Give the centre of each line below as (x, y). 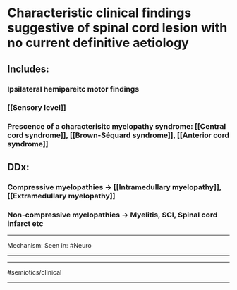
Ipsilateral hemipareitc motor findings (73, 89)
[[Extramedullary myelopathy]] (61, 196)
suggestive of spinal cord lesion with (117, 28)
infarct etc (25, 223)
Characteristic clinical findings (99, 13)
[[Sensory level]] (37, 108)
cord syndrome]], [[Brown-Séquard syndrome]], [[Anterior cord (119, 135)
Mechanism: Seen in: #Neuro (49, 245)
